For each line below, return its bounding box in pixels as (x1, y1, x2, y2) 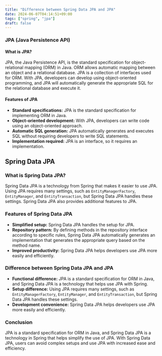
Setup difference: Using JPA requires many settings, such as (12, 286, 134, 292)
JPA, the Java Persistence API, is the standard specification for (5, 59, 131, 66)
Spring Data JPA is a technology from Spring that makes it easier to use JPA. (5, 183, 158, 189)
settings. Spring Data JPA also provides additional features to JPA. (5, 199, 137, 204)
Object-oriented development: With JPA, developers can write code (12, 118, 150, 123)
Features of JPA (5, 96, 38, 102)
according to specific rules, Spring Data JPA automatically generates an (12, 232, 156, 238)
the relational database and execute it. (5, 85, 81, 91)
